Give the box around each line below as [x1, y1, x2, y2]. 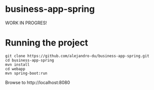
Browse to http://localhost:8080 [5, 79, 70, 85]
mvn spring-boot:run [5, 71, 48, 76]
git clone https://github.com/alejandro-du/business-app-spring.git [5, 53, 150, 58]
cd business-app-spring [5, 58, 54, 63]
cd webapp [5, 66, 26, 71]
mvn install [5, 62, 30, 67]
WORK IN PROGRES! [5, 20, 47, 26]
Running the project [5, 37, 88, 48]
